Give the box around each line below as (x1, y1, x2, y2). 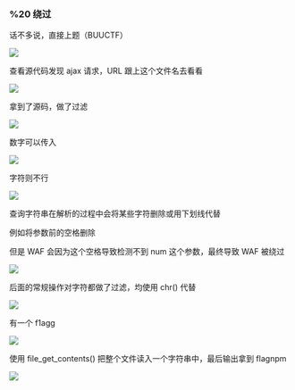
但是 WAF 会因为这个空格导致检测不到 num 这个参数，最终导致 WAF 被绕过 (9, 246, 285, 257)
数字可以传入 (9, 137, 56, 148)
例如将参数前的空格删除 (9, 228, 96, 238)
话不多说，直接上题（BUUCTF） (9, 29, 128, 41)
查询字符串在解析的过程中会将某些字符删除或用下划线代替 (9, 208, 221, 220)
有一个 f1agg (9, 318, 55, 328)
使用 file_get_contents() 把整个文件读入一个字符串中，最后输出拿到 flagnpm (9, 353, 287, 364)
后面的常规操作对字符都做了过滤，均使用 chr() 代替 (9, 282, 197, 293)
